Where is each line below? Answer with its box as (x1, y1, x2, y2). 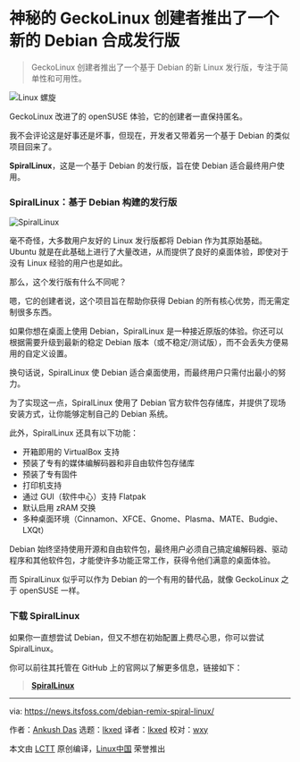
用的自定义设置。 (9, 348, 72, 359)
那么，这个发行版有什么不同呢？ (9, 276, 127, 287)
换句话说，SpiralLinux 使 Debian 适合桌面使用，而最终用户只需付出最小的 (9, 368, 279, 378)
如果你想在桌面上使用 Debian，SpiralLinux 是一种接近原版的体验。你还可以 (9, 326, 284, 336)
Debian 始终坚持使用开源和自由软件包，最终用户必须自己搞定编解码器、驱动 (9, 544, 288, 555)
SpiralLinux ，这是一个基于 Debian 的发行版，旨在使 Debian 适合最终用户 (9, 160, 277, 171)
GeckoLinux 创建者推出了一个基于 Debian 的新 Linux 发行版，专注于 (30, 62, 281, 72)
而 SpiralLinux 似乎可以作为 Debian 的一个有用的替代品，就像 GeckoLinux (9, 574, 279, 585)
